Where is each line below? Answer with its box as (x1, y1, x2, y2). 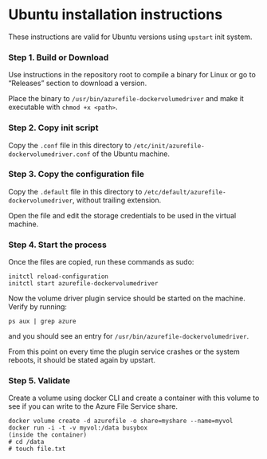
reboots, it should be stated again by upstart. (8, 355, 156, 365)
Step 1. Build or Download (8, 52, 109, 63)
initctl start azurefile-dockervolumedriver (8, 280, 159, 288)
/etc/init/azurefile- (132, 142, 205, 150)
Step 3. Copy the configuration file (8, 169, 145, 180)
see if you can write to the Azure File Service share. (8, 402, 178, 411)
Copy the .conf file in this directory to (8, 140, 132, 150)
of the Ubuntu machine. (92, 149, 170, 159)
